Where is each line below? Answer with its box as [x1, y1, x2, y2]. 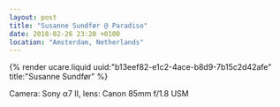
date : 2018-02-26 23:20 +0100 [9, 29, 121, 38]
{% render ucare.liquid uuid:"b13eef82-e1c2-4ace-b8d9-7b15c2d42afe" [9, 62, 272, 73]
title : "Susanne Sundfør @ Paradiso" [9, 21, 148, 30]
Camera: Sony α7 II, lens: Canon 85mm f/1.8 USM [9, 88, 189, 99]
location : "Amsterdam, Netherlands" [9, 37, 144, 47]
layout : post [9, 12, 57, 22]
